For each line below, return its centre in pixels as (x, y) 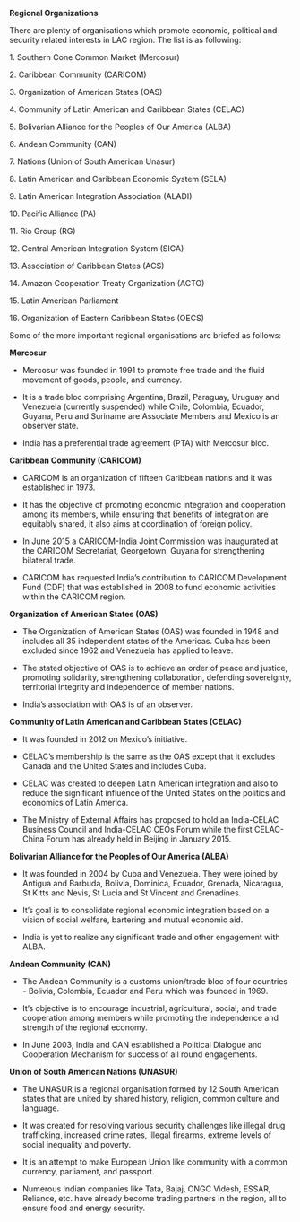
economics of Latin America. (75, 803)
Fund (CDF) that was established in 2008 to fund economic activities (149, 587)
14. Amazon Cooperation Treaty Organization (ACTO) (107, 283)
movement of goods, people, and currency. (102, 380)
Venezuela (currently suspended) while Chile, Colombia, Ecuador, (143, 406)
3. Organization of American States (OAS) (86, 92)
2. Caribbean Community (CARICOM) (78, 74)
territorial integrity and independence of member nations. (128, 687)
